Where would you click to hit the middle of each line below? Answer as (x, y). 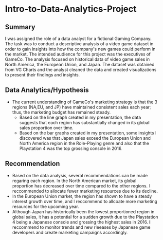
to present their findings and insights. (43, 75)
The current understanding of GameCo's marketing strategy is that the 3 (85, 102)
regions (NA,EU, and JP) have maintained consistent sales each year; (81, 107)
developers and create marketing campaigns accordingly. (70, 232)
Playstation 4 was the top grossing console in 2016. (71, 148)
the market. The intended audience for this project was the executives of (78, 54)
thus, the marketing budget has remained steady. (61, 112)
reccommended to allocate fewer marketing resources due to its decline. (85, 191)
